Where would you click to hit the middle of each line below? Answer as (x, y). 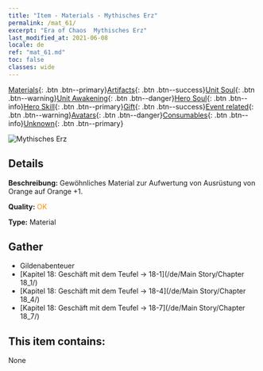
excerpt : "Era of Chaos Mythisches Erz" (78, 30)
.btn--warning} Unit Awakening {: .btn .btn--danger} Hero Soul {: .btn (118, 98)
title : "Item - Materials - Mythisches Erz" (83, 15)
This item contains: (57, 341)
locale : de (26, 45)
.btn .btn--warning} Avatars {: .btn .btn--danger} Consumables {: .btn (118, 115)
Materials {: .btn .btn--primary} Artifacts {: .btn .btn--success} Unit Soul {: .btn (132, 90)
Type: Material (32, 222)
